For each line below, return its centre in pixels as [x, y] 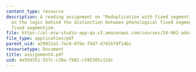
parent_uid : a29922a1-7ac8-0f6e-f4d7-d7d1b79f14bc [69, 44]
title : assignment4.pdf [35, 55]
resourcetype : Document [35, 49]
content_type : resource [35, 11]
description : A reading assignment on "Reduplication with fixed [87, 17]
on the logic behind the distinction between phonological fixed [92, 22]
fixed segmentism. [34, 28]
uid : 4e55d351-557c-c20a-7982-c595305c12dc [60, 60]
